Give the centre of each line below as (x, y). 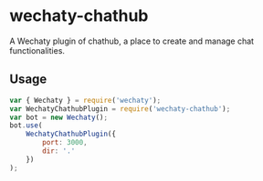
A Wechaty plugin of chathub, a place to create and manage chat (131, 41)
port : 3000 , (65, 143)
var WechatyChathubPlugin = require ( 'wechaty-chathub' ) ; (120, 109)
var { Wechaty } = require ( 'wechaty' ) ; (85, 100)
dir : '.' (59, 151)
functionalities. (37, 50)
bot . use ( (26, 126)
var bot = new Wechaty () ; (58, 117)
